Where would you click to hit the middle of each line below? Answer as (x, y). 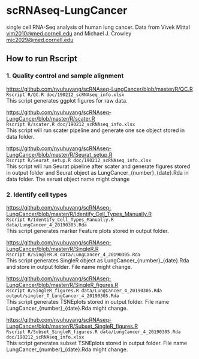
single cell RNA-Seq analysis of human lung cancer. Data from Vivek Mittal (98, 27)
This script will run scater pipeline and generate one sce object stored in (96, 130)
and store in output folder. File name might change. (69, 267)
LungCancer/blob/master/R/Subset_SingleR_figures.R (72, 326)
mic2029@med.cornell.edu (40, 40)
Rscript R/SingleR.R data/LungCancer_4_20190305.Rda (73, 255)
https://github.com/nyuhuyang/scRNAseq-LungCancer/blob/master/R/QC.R (99, 89)
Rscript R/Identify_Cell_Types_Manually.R (60, 220)
